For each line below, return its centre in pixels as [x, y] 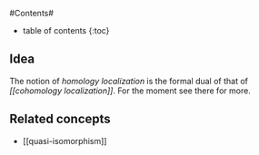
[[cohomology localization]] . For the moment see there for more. [130, 91]
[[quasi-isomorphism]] [65, 140]
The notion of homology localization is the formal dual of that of [129, 81]
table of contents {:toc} [66, 30]
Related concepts [60, 119]
